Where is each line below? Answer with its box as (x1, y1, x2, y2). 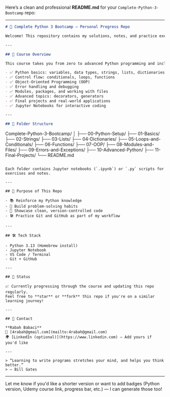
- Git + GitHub (5, 256, 37, 262)
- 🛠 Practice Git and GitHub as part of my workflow (5, 213, 120, 219)
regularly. (5, 289, 28, 295)
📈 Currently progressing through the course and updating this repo (5, 284, 154, 289)
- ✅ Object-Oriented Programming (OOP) (5, 80, 90, 85)
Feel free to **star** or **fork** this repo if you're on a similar (5, 294, 155, 299)
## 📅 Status (5, 274, 30, 280)
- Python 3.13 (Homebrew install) (5, 243, 78, 248)
